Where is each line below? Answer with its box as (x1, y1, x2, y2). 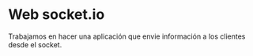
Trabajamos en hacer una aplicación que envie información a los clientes (8, 32, 246, 41)
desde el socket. (8, 39, 62, 49)
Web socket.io (8, 6, 105, 24)
